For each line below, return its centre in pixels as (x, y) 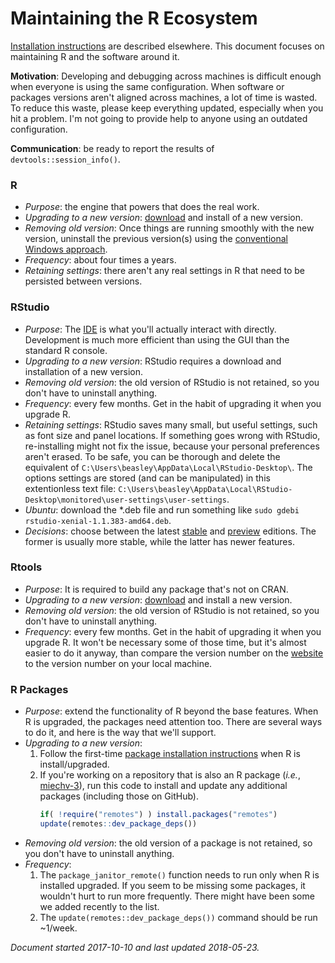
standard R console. (66, 350)
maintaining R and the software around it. (95, 56)
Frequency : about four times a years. (100, 260)
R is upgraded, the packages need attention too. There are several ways (173, 722)
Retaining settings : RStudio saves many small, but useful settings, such (171, 424)
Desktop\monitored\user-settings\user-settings (125, 500)
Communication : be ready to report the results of (112, 148)
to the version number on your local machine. (118, 663)
